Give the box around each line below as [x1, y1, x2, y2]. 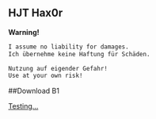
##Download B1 [8, 86, 59, 96]
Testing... [8, 102, 39, 111]
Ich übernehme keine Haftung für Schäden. [8, 50, 150, 58]
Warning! [8, 27, 40, 36]
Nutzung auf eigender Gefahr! [8, 64, 108, 72]
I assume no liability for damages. [8, 43, 129, 51]
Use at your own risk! [8, 71, 83, 80]
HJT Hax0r [8, 6, 63, 20]
